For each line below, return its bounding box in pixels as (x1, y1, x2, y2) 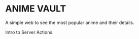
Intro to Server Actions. (5, 29, 54, 35)
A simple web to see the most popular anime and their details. (5, 19, 134, 25)
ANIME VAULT (5, 3, 66, 14)
